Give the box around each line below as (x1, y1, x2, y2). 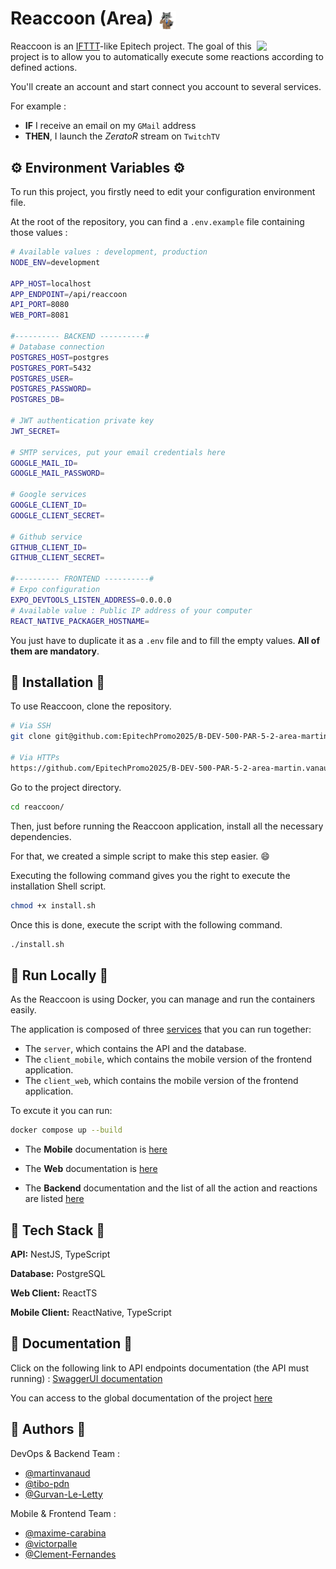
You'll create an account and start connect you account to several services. (10, 81, 322, 93)
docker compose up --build (10, 1125, 123, 1136)
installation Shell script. (10, 880, 107, 892)
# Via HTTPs (10, 753, 60, 763)
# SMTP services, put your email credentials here (10, 447, 226, 457)
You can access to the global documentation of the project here (10, 1392, 273, 1404)
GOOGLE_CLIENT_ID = (10, 500, 87, 511)
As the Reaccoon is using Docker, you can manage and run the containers (10, 993, 316, 1006)
